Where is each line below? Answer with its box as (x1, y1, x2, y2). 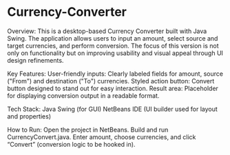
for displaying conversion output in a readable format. (7, 91, 160, 100)
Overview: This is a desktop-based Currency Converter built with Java (7, 27, 207, 35)
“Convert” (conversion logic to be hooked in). (7, 140, 136, 148)
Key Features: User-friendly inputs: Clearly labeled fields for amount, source (7, 70, 224, 78)
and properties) (7, 112, 52, 121)
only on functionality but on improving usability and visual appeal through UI (7, 49, 224, 57)
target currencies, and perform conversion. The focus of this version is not (7, 41, 219, 50)
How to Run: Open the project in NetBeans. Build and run (7, 125, 169, 134)
